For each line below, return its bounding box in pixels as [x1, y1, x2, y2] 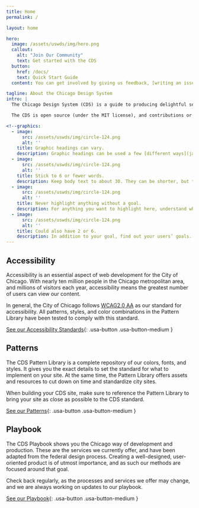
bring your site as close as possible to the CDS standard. [6, 396, 145, 403]
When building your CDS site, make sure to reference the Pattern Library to [6, 389, 190, 396]
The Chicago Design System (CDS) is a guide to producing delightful [11, 102, 187, 108]
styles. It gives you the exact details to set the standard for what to [6, 365, 169, 372]
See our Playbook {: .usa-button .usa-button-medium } [6, 494, 139, 502]
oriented [6, 459, 27, 466]
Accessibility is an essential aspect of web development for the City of [6, 271, 178, 278]
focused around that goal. [6, 465, 69, 472]
